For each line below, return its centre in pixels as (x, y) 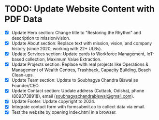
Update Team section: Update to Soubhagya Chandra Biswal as (75, 80)
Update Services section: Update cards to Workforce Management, (79, 54)
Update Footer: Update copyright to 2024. (53, 101)
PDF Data (23, 19)
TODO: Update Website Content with (80, 9)
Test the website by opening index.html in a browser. (64, 112)
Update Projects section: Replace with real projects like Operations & (80, 64)
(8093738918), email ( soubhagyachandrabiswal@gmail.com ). (73, 96)
